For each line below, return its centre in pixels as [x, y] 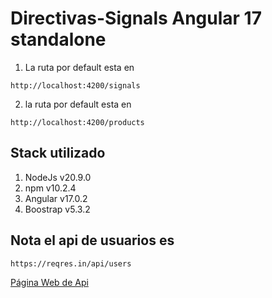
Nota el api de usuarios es [92, 240]
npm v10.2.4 [50, 188]
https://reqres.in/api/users [71, 263]
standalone [58, 39]
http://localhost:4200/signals [75, 85]
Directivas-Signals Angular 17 [136, 18]
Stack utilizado [58, 153]
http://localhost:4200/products [77, 122]
